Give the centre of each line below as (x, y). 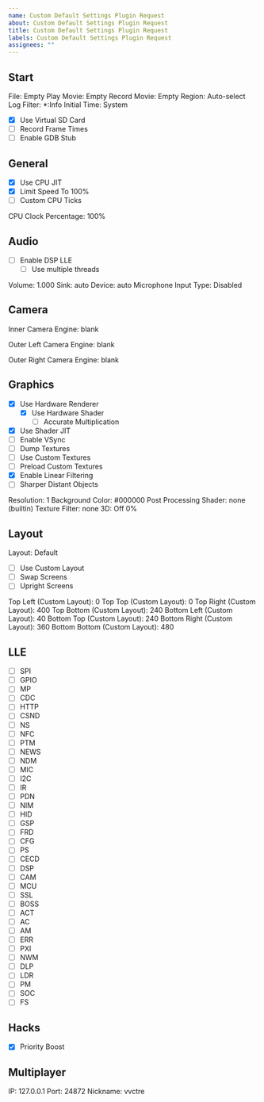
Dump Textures (45, 448)
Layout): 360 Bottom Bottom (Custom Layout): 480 (91, 627)
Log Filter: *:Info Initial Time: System (68, 105)
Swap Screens (43, 577)
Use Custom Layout (52, 568)
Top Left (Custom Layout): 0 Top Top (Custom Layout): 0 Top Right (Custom (132, 602)
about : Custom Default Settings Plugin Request (88, 23)
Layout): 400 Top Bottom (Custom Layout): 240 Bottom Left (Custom (121, 610)
